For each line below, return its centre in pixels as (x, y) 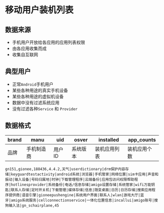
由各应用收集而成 (29, 48)
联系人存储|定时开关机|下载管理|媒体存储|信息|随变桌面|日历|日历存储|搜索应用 (82, 190)
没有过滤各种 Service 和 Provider (45, 109)
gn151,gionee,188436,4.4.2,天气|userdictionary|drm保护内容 (65, 169)
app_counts (142, 140)
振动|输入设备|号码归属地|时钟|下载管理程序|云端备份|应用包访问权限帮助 (70, 179)
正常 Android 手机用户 (33, 84)
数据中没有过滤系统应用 (36, 102)
